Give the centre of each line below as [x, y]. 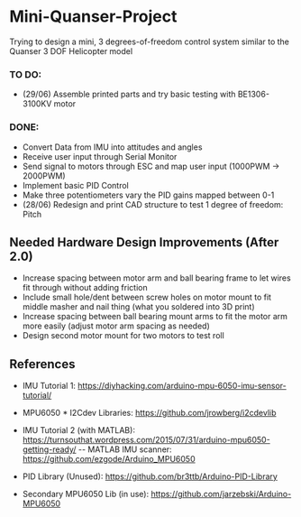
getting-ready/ [49, 449]
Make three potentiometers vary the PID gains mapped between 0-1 [148, 195]
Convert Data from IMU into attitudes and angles [112, 147]
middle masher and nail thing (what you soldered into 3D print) [138, 307]
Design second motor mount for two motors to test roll [123, 336]
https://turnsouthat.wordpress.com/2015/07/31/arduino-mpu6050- [146, 440]
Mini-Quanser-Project [93, 17]
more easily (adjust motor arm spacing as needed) [116, 326]
